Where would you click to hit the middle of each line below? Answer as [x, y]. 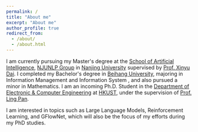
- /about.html [29, 45]
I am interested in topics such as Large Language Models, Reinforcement [95, 110]
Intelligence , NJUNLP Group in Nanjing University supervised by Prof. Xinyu [98, 67]
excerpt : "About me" [32, 22]
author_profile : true [33, 28]
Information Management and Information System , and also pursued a [92, 80]
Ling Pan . [18, 98]
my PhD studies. [26, 123]
